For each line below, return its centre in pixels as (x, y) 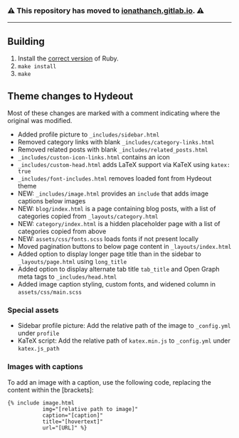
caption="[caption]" (73, 415)
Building (26, 41)
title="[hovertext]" (73, 422)
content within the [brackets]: (51, 390)
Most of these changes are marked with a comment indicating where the (114, 113)
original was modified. (40, 120)
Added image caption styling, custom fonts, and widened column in (116, 284)
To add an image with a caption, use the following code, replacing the (109, 382)
